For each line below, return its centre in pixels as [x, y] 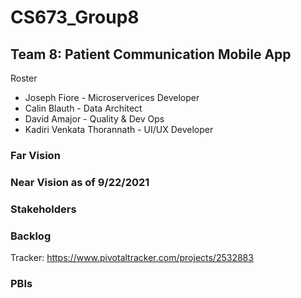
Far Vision [35, 155]
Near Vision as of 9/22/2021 [80, 182]
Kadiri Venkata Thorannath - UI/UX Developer [119, 129]
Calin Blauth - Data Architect [83, 108]
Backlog [31, 236]
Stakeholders [43, 209]
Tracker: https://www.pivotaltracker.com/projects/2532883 [132, 258]
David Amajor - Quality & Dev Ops [94, 119]
